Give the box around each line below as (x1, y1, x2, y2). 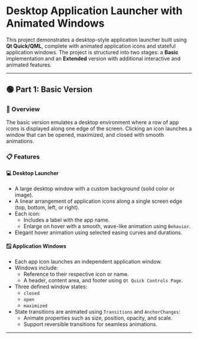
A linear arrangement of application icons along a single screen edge (14, 198, 183, 205)
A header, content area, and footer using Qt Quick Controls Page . (23, 277, 183, 284)
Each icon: (14, 210, 41, 217)
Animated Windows (6, 17, 105, 30)
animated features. (6, 61, 52, 68)
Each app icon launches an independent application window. (14, 258, 162, 265)
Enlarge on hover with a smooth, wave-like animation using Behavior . (23, 222, 191, 229)
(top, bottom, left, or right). (14, 203, 80, 210)
